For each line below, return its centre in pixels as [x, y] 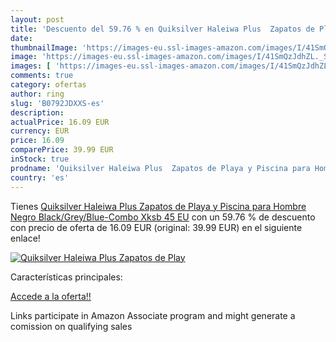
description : [37, 112]
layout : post [37, 19]
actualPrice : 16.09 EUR [60, 122]
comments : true [42, 76]
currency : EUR [40, 131]
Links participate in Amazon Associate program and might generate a [153, 315]
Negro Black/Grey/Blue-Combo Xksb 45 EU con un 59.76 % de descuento [163, 217]
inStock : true [40, 159]
